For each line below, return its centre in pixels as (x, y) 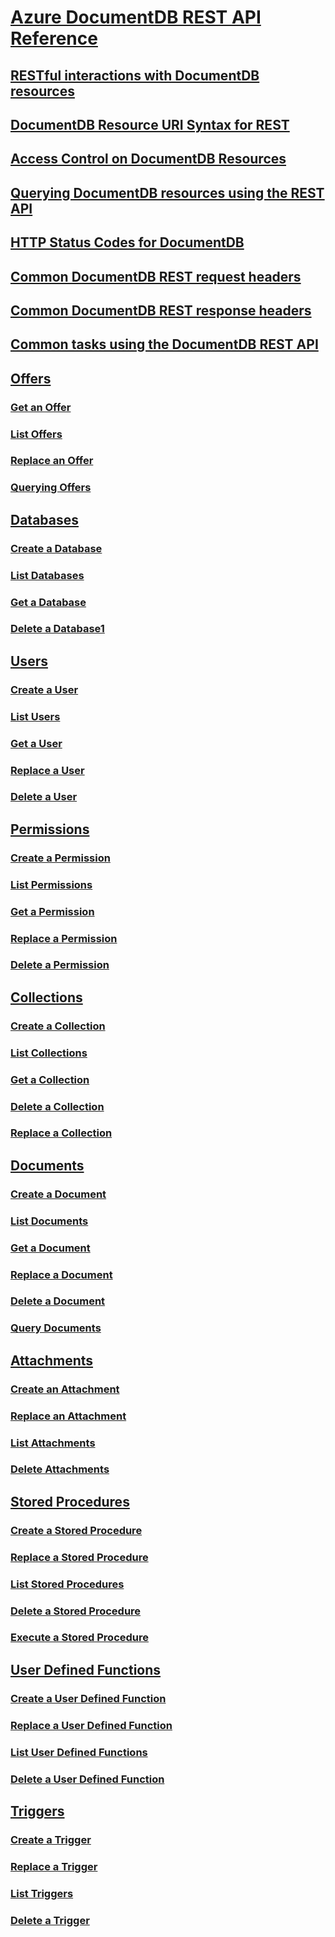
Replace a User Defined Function (91, 1725)
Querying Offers (51, 488)
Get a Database (48, 602)
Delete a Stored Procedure (76, 1611)
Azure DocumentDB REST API (136, 17)
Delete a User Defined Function (87, 1779)
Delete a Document (58, 1301)
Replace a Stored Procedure (79, 1557)
